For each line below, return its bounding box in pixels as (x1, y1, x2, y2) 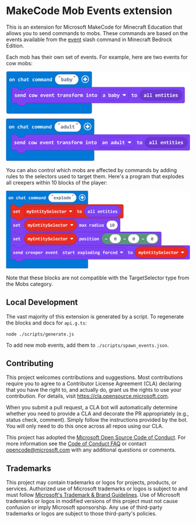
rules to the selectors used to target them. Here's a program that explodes (6, 173, 184, 180)
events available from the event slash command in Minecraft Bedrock (6, 36, 173, 43)
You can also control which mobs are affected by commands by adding (6, 166, 177, 173)
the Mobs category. (6, 280, 54, 288)
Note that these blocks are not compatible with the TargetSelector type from (6, 274, 190, 281)
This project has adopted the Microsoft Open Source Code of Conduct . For (6, 434, 186, 441)
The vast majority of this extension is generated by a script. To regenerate (6, 313, 184, 320)
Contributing (6, 358, 54, 368)
